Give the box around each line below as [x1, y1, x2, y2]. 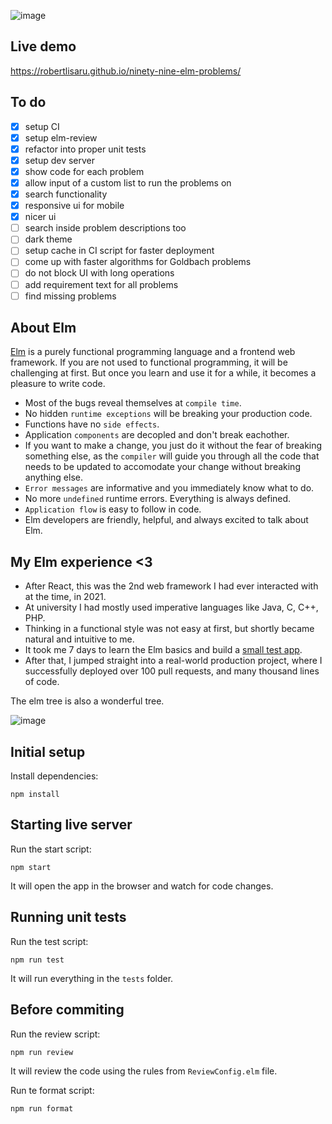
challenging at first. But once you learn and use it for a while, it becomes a [10, 367, 317, 379]
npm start [10, 862, 52, 872]
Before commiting [10, 1001, 125, 1019]
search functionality [24, 188, 108, 200]
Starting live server [10, 816, 133, 834]
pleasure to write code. [10, 378, 106, 390]
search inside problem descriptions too [24, 222, 187, 234]
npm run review [10, 1047, 74, 1057]
